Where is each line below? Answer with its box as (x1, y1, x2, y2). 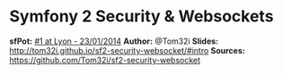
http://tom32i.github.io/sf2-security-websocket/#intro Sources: (9, 45, 245, 55)
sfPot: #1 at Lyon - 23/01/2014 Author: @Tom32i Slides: (9, 36, 218, 46)
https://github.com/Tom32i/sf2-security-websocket (9, 54, 200, 65)
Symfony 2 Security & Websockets (9, 6, 274, 27)
